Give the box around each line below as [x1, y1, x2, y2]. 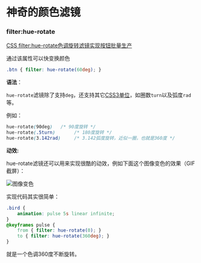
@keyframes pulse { [6, 222, 56, 228]
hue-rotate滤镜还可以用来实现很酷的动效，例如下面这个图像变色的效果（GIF [6, 160, 196, 167]
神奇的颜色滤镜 [6, 5, 81, 19]
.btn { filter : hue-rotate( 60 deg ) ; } [6, 67, 102, 73]
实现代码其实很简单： [6, 193, 59, 200]
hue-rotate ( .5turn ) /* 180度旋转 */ [6, 129, 113, 136]
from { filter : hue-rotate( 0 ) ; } [17, 227, 102, 233]
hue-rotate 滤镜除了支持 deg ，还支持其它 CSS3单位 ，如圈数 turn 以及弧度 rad [6, 91, 192, 99]
